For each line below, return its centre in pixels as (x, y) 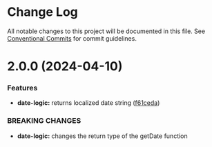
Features (22, 88)
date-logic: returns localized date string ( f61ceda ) (88, 103)
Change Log (42, 12)
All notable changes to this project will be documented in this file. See (106, 31)
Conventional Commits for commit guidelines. (72, 38)
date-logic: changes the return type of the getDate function (102, 136)
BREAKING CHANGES (44, 121)
